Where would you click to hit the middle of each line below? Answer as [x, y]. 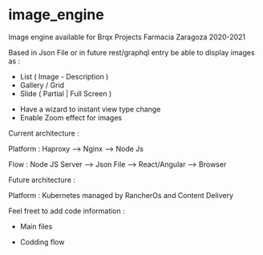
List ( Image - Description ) [64, 76]
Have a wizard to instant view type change [90, 109]
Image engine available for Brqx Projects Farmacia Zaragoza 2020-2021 [127, 37]
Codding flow [42, 241]
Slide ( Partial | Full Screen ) [66, 93]
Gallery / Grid [42, 85]
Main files [36, 226]
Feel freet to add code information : [67, 211]
